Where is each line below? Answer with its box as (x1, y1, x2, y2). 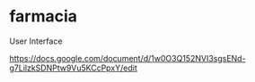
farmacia (9, 6, 78, 27)
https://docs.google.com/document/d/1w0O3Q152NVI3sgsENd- (9, 53, 246, 63)
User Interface (9, 36, 63, 46)
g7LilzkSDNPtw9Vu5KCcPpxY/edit (9, 62, 137, 73)
